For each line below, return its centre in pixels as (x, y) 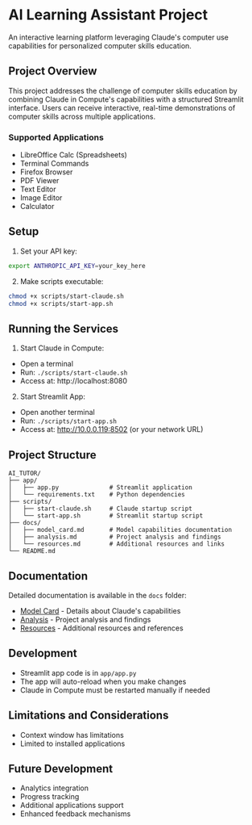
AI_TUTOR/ (25, 474)
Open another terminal (57, 412)
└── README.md (32, 551)
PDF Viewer (39, 181)
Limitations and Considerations (89, 716)
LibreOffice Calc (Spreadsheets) (73, 155)
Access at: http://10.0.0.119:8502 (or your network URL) (112, 429)
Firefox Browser (46, 172)
